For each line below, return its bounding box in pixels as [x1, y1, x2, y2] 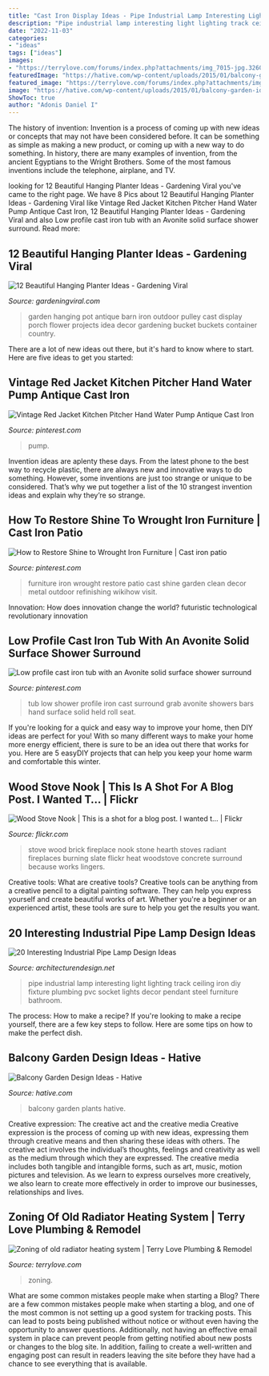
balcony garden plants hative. [27, 1103, 126, 1113]
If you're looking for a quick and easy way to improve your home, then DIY [8, 722, 254, 733]
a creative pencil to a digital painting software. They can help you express [8, 886, 252, 895]
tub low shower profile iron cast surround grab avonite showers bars [27, 698, 255, 709]
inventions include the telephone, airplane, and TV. [8, 166, 176, 175]
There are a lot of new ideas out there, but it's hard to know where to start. [8, 344, 255, 353]
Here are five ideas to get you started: [8, 352, 134, 362]
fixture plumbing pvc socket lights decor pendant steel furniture [27, 987, 239, 996]
